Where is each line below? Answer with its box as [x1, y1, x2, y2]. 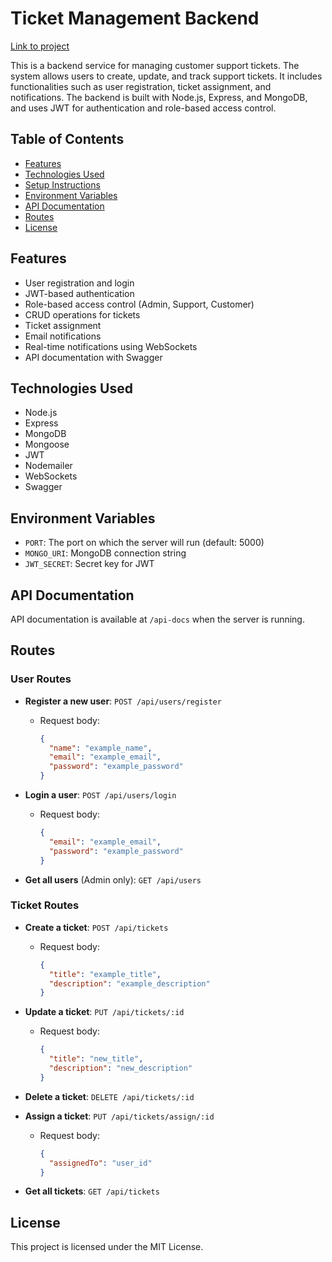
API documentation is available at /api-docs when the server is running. [10, 613, 305, 625]
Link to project [10, 40, 70, 52]
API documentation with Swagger [24, 351, 163, 363]
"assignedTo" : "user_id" [48, 1158, 153, 1168]
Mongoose [24, 438, 70, 451]
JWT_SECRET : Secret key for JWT [24, 558, 155, 570]
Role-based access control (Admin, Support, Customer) [24, 298, 255, 310]
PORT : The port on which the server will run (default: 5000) [24, 537, 265, 549]
